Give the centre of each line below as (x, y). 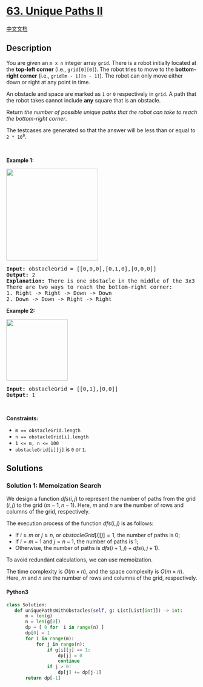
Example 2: (21, 310)
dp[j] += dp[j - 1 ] (80, 672)
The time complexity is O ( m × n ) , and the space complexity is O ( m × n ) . (95, 572)
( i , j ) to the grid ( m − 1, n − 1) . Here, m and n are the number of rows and (95, 505)
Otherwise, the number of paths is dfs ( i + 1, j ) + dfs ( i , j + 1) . (87, 548)
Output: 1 (21, 395)
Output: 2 (21, 275)
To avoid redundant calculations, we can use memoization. (80, 560)
